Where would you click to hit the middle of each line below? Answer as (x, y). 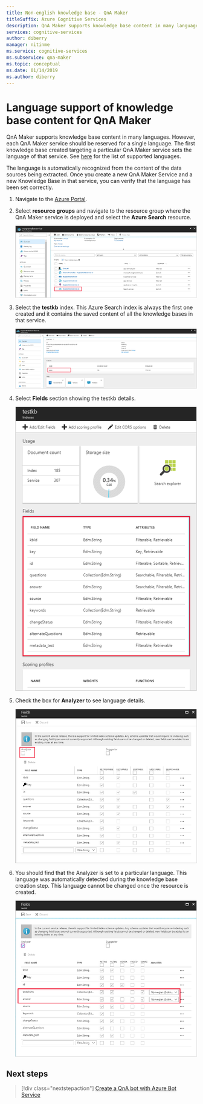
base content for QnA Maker (79, 120)
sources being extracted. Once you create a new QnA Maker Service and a (99, 175)
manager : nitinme (28, 45)
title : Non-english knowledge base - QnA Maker (67, 13)
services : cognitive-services (44, 32)
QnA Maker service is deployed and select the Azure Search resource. (103, 218)
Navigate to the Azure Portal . (51, 199)
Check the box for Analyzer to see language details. (80, 700)
